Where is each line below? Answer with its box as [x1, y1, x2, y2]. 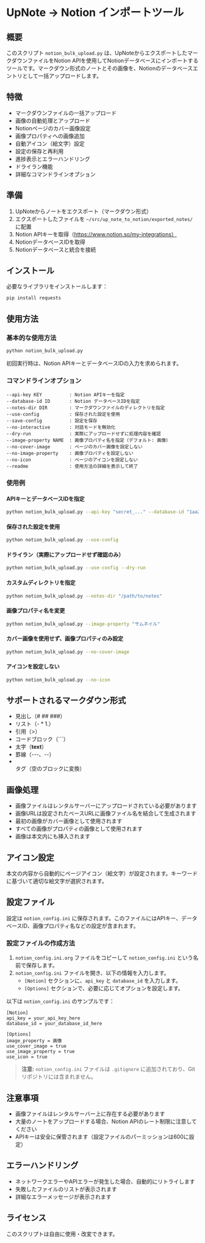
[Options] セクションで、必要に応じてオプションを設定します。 [24, 985, 184, 992]
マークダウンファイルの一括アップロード [15, 109, 117, 116]
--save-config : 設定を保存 [6, 418, 98, 424]
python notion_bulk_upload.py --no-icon [6, 677, 111, 683]
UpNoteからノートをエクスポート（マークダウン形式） [15, 208, 153, 215]
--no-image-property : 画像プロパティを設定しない [6, 451, 134, 457]
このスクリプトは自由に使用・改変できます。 [6, 1230, 118, 1237]
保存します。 [26, 962, 58, 969]
